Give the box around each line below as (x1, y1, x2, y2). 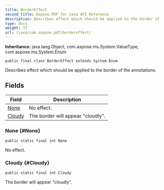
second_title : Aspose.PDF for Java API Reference (5, 12, 109, 17)
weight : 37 (5, 26, 28, 31)
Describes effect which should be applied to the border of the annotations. (5, 67, 157, 73)
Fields (5, 81, 25, 90)
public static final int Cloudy (5, 171, 71, 176)
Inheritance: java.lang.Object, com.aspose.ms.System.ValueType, (5, 44, 139, 49)
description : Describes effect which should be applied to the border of (5, 16, 160, 21)
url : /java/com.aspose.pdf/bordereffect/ (5, 30, 92, 35)
